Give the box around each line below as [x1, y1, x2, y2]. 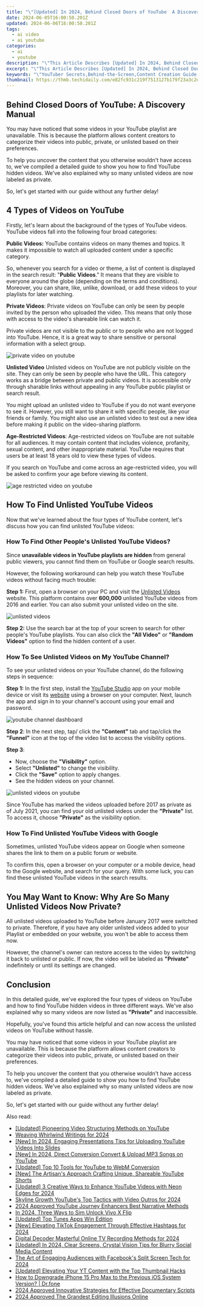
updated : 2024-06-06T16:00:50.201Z [6, 20, 97, 26]
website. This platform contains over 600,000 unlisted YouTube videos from [6, 594, 198, 602]
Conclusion [6, 979, 51, 990]
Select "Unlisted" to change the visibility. [15, 764, 120, 772]
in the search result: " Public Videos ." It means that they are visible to [6, 271, 179, 278]
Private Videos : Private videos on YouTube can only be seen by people [6, 302, 185, 310]
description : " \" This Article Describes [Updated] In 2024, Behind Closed [6, 60, 200, 66]
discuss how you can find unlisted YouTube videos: [6, 522, 135, 530]
